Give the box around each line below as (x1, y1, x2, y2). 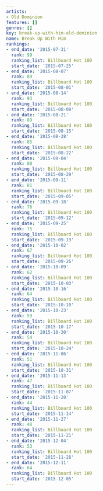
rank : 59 (11, 313, 33, 319)
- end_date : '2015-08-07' (6, 68, 69, 74)
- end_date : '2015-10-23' (6, 307, 69, 313)
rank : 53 (11, 443, 33, 449)
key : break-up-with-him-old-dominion (6, 30, 98, 36)
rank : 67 (11, 248, 33, 254)
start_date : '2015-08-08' (11, 106, 74, 112)
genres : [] (6, 25, 33, 31)
